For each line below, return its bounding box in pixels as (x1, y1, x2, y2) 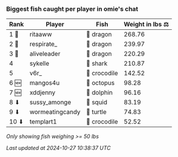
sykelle (29, 59, 49, 67)
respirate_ (29, 40, 58, 48)
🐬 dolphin (86, 88, 113, 97)
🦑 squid (86, 98, 108, 106)
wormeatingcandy (29, 108, 81, 116)
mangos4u (29, 79, 60, 87)
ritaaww (29, 30, 52, 39)
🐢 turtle (86, 108, 107, 116)
